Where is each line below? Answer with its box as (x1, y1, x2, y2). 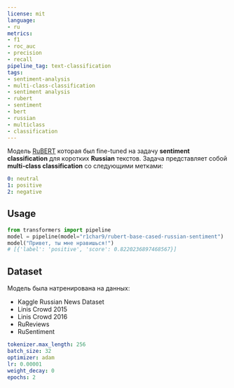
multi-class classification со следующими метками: (7, 162, 163, 170)
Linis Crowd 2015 (17, 305, 68, 314)
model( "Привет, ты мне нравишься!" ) (7, 239, 114, 246)
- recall (7, 56, 33, 63)
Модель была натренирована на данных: (7, 284, 130, 293)
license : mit (7, 10, 46, 18)
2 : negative (7, 189, 42, 196)
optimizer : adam (7, 354, 55, 361)
